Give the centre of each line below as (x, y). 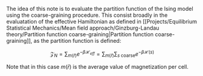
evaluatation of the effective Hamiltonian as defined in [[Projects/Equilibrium (102, 21)
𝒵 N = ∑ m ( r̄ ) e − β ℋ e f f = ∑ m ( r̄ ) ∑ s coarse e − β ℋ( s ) (102, 54)
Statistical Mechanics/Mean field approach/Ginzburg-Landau (83, 28)
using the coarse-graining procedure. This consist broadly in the (87, 15)
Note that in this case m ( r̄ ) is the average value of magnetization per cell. (98, 67)
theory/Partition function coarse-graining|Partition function (80, 34)
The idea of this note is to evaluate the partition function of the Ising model (100, 9)
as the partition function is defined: (77, 41)
